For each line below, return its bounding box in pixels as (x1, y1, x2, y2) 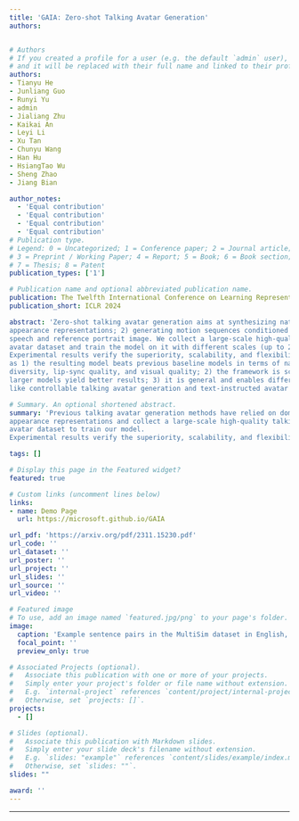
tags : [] (9, 450, 42, 459)
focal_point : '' (17, 638, 77, 647)
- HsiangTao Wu (9, 162, 66, 170)
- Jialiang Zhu (9, 112, 66, 120)
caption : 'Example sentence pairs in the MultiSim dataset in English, (17, 630, 289, 639)
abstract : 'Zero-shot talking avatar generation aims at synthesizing (9, 318, 277, 327)
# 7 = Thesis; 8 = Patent (9, 261, 105, 270)
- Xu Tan (9, 137, 42, 145)
